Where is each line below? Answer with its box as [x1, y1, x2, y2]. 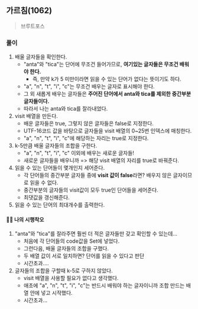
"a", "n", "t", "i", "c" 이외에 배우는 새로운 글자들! [23, 150, 135, 157]
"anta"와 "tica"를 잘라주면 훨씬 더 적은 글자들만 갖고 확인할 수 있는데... [14, 230, 178, 237]
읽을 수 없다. [30, 179, 59, 186]
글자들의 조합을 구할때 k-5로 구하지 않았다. [14, 267, 113, 274]
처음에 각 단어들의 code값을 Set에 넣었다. [23, 237, 120, 244]
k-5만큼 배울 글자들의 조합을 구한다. [14, 142, 98, 149]
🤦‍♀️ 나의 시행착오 [6, 215, 44, 223]
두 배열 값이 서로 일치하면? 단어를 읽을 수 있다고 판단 [23, 252, 145, 259]
